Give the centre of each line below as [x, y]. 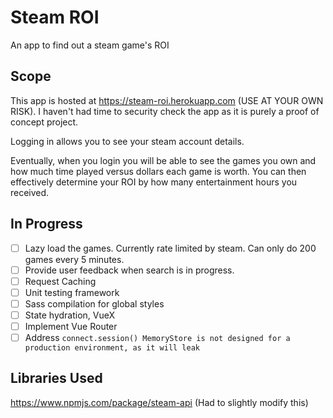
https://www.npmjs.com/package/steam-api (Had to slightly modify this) [159, 402]
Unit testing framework [72, 292]
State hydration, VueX [70, 315]
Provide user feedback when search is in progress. [129, 270]
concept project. [44, 122]
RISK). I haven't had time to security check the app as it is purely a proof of [165, 111]
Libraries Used [56, 378]
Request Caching [60, 281]
